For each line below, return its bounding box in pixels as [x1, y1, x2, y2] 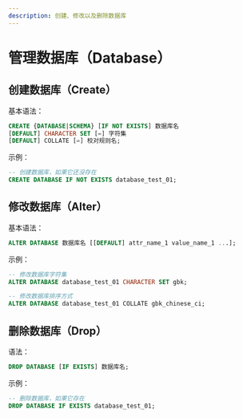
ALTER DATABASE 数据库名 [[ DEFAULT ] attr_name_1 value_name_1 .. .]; [8, 238, 237, 247]
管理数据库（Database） [8, 49, 172, 67]
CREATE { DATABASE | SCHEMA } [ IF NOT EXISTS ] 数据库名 [8, 122, 180, 130]
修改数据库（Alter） [8, 200, 108, 213]
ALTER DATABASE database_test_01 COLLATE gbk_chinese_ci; [8, 300, 205, 308]
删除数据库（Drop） [8, 324, 107, 338]
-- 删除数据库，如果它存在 [8, 394, 86, 402]
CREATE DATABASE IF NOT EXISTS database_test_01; [8, 176, 177, 185]
